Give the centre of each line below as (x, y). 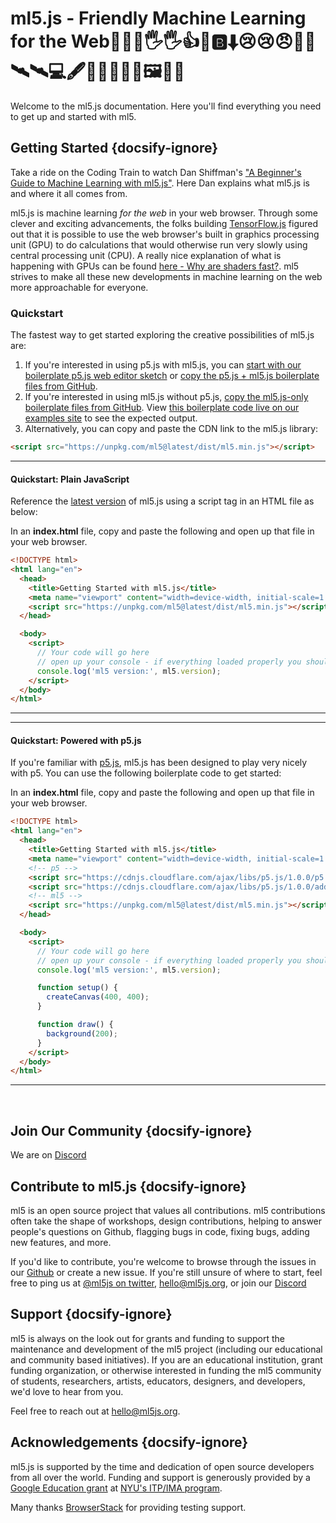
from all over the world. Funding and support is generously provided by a (160, 1477)
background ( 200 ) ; (82, 1033)
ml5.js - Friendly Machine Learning (158, 18)
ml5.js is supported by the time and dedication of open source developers (162, 1466)
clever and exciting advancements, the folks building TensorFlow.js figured (164, 223)
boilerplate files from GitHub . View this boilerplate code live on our (162, 408)
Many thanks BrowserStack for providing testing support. (128, 1507)
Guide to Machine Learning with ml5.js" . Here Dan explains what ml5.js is (160, 183)
